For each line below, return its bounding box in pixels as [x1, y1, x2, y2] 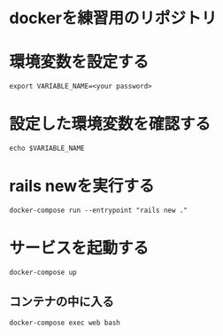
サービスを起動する [9, 238, 150, 258]
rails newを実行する [9, 176, 155, 196]
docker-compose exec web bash [9, 318, 121, 327]
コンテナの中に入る [9, 294, 114, 309]
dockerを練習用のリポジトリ [9, 8, 217, 28]
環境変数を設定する [9, 52, 150, 72]
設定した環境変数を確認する [9, 114, 211, 134]
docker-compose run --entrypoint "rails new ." [9, 206, 188, 215]
